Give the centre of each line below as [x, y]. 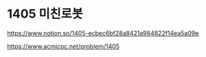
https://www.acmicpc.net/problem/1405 [63, 46]
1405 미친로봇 [45, 14]
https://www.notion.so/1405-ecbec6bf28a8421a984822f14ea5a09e [103, 33]
